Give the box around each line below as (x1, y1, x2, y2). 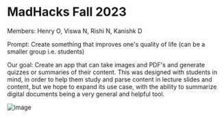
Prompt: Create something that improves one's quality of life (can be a (7, 40, 206, 48)
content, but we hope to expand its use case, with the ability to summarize (7, 82, 217, 91)
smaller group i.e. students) (7, 47, 85, 56)
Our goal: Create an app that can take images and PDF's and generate (7, 60, 206, 69)
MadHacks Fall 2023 (7, 4, 127, 20)
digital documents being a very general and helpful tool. (7, 90, 165, 98)
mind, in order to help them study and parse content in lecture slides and (7, 75, 212, 83)
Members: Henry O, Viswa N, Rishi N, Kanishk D (7, 27, 142, 35)
